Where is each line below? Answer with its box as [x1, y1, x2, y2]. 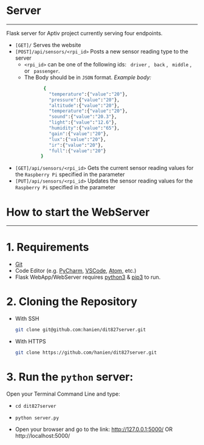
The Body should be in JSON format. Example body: [24, 74, 152, 81]
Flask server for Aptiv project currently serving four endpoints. [6, 29, 163, 37]
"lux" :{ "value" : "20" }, [49, 136, 106, 142]
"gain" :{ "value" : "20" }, [49, 130, 109, 137]
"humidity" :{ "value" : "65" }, [49, 125, 120, 131]
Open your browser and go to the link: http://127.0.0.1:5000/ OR [15, 426, 173, 433]
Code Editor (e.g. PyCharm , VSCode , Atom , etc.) [15, 267, 137, 275]
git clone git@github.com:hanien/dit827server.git [15, 327, 146, 333]
